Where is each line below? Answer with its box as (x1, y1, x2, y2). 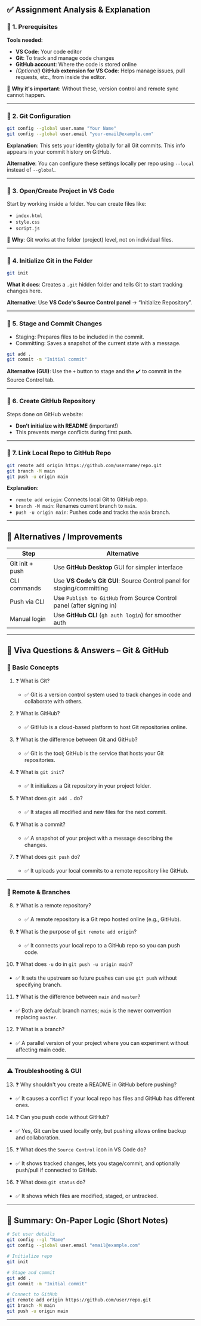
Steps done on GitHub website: (7, 410, 84, 417)
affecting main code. (15, 1046, 66, 1053)
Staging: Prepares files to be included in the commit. (15, 333, 145, 340)
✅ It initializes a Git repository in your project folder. (24, 782, 151, 789)
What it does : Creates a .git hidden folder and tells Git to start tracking (7, 281, 183, 288)
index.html (15, 213, 43, 219)
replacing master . (15, 1014, 58, 1021)
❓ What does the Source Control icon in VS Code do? (15, 1145, 147, 1153)
